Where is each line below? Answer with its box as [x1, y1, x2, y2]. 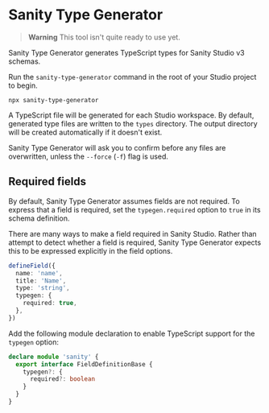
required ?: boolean [29, 375, 95, 383]
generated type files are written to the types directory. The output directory [8, 118, 258, 128]
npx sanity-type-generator [8, 96, 99, 104]
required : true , [23, 299, 78, 308]
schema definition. [8, 213, 70, 223]
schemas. [8, 56, 41, 66]
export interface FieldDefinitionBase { [15, 360, 153, 368]
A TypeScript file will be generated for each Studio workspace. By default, [8, 110, 255, 120]
